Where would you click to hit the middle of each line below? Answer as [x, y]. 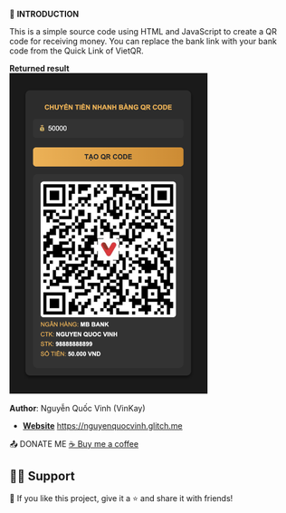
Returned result [39, 68]
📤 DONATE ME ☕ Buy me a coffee [74, 444]
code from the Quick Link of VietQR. [77, 51]
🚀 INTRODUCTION [44, 14]
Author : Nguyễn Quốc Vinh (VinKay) [78, 409]
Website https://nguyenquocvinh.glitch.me [102, 426]
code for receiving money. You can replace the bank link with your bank [143, 41]
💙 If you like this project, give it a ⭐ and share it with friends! [121, 498]
